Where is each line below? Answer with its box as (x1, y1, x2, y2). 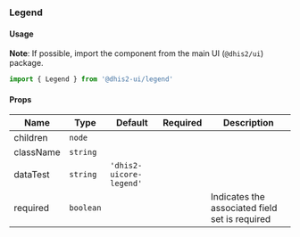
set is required (211, 213, 271, 225)
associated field (211, 202, 278, 215)
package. (9, 58, 44, 69)
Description (222, 117, 274, 129)
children (13, 132, 48, 144)
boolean (69, 203, 102, 213)
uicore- (110, 169, 143, 180)
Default (115, 117, 149, 129)
